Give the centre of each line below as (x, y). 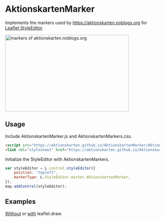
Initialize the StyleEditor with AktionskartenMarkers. (57, 159)
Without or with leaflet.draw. (34, 213)
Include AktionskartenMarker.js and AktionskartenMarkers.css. (69, 136)
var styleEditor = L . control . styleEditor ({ (50, 168)
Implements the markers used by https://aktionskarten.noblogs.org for (76, 23)
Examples (20, 202)
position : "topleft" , (36, 173)
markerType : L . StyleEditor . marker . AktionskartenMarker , (72, 177)
